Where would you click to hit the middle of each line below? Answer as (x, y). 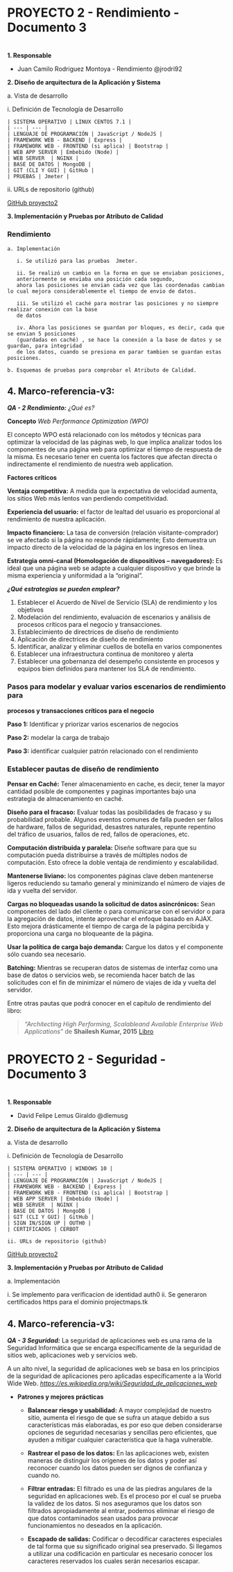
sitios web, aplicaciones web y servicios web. (72, 1355)
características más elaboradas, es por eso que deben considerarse (125, 1425)
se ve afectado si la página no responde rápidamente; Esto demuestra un (112, 540)
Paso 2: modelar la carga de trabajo (58, 737)
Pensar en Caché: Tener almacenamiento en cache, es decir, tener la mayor (116, 784)
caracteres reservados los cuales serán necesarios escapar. (113, 1561)
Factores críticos (32, 478)
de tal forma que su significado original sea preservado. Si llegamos (125, 1546)
